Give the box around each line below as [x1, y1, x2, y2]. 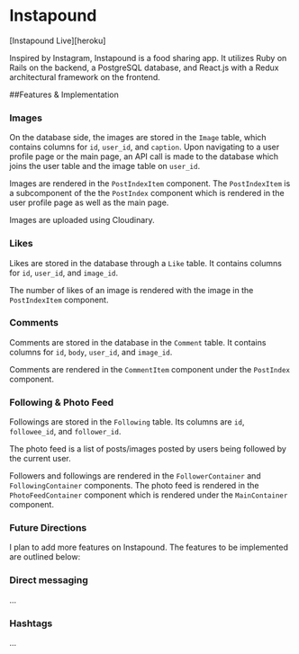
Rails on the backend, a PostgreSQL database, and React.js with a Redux [9, 62, 279, 73]
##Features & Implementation [9, 89, 119, 100]
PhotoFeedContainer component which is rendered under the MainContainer [9, 489, 288, 500]
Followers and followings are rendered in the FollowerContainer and [9, 470, 261, 481]
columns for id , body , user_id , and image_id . [9, 346, 173, 357]
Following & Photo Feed [9, 396, 114, 408]
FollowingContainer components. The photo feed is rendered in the [9, 480, 259, 491]
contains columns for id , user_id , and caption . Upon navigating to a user [9, 141, 280, 153]
